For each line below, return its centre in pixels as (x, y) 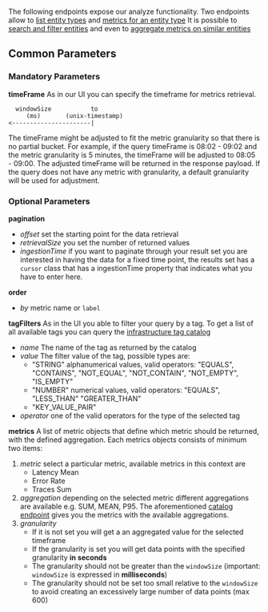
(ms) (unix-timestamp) (75, 116)
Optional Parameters (49, 201)
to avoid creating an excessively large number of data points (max (140, 591)
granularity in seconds (69, 557)
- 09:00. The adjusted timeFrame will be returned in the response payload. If (134, 163)
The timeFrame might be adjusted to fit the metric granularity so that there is (134, 138)
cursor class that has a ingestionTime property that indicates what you (136, 268)
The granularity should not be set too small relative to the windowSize (145, 583)
